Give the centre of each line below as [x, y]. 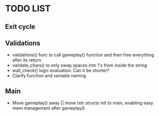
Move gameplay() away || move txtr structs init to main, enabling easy [83, 103]
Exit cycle [20, 27]
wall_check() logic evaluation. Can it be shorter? [61, 70]
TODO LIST [28, 9]
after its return [27, 60]
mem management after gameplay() [48, 108]
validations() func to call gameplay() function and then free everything [83, 55]
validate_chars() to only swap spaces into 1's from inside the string [79, 65]
